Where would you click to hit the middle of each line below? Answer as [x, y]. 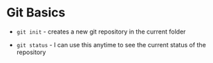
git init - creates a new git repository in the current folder [101, 32]
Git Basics [36, 13]
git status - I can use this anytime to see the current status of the [111, 45]
